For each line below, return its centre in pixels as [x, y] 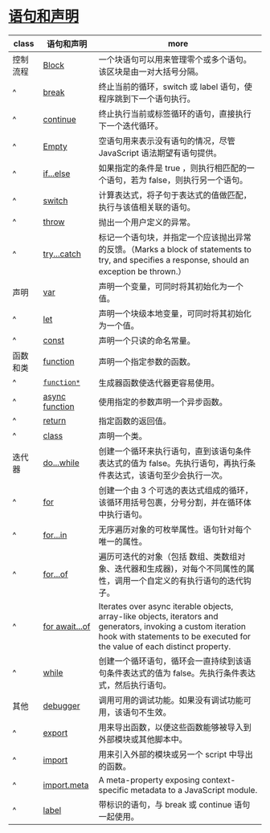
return [55, 420]
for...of [55, 574]
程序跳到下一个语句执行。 [147, 99]
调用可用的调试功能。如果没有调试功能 [171, 700]
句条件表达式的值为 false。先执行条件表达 [177, 673]
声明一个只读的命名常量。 [147, 341]
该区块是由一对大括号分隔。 [151, 71]
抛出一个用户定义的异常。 [147, 222]
